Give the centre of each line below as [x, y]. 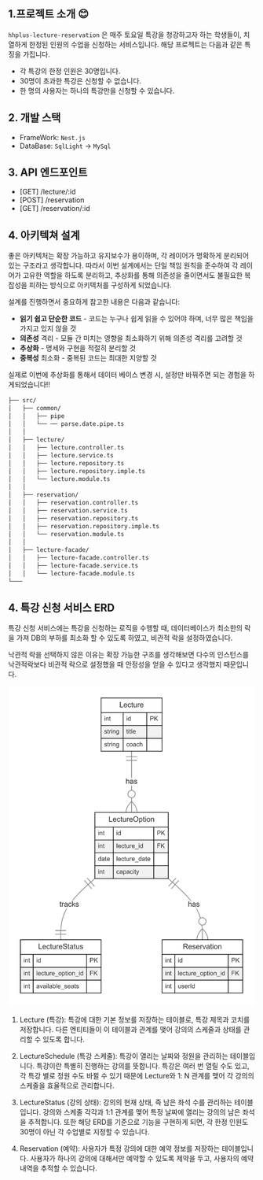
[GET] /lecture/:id [47, 192]
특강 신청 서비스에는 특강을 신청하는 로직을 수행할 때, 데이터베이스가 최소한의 [126, 628]
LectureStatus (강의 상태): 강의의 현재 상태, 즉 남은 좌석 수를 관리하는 [126, 1102]
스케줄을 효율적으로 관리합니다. [67, 1086]
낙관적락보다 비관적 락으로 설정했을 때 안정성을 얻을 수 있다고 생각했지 [115, 664]
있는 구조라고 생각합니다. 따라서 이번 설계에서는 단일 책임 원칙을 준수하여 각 [123, 265]
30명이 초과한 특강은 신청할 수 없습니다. [80, 80]
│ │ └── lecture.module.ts [59, 479]
